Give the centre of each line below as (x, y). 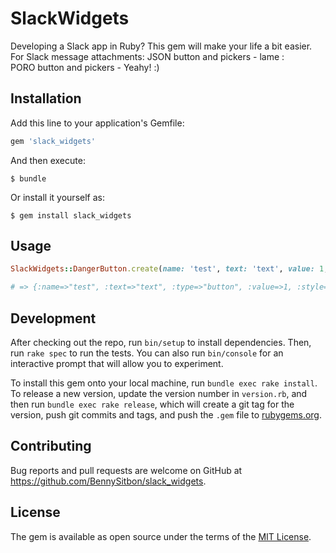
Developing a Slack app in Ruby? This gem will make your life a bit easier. (161, 46)
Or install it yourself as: (57, 197)
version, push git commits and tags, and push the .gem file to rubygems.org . (166, 415)
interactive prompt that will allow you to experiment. (117, 363)
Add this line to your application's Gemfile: (97, 123)
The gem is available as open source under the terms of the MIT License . (161, 536)
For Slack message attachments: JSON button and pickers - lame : (147, 56)
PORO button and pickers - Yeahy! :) (85, 67)
